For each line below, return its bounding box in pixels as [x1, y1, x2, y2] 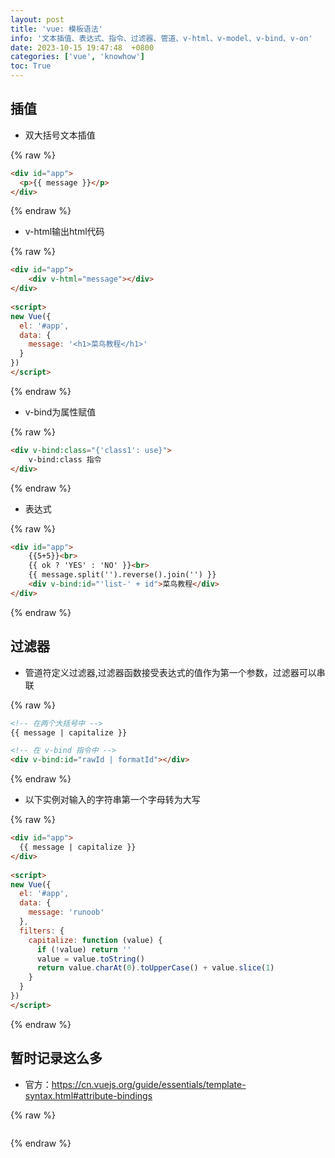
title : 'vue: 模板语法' [10, 24, 103, 34]
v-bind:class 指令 [28, 454, 102, 465]
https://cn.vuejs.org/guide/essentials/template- [51, 1078, 247, 1090]
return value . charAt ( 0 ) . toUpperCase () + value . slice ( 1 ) [36, 963, 275, 973]
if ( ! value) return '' [36, 944, 132, 955]
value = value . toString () [36, 954, 145, 964]
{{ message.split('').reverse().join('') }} [28, 570, 217, 580]
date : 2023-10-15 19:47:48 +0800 [10, 42, 155, 53]
